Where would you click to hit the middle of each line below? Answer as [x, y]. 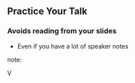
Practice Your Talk [47, 11]
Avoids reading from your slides [62, 31]
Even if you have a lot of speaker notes [73, 46]
